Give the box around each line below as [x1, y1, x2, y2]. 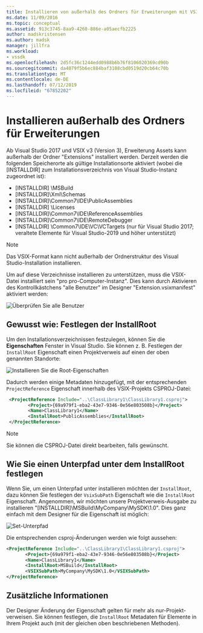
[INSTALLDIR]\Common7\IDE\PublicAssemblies [14, 197, 133, 204]
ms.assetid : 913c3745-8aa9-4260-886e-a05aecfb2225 [6, 25, 137, 32]
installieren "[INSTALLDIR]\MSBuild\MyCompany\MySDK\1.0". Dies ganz [6, 504, 186, 511]
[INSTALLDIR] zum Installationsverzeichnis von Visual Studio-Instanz [6, 166, 178, 173]
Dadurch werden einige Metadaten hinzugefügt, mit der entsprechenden [6, 378, 187, 385]
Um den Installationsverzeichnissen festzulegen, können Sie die [6, 336, 166, 343]
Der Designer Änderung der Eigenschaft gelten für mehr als [6, 606, 155, 614]
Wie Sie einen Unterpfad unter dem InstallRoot [6, 459, 185, 469]
